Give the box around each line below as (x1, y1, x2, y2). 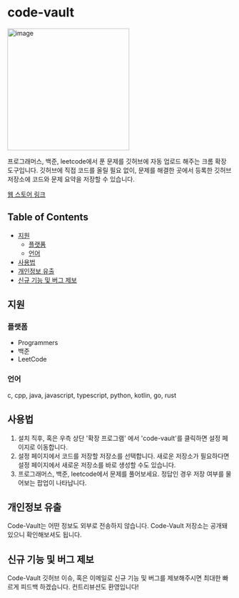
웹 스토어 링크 (7, 190, 46, 199)
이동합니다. (36, 442, 68, 451)
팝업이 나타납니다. (36, 478, 87, 487)
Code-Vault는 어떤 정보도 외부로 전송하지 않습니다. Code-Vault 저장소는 (7, 522, 209, 530)
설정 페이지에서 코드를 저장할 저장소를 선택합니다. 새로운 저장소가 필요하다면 (17, 452, 230, 460)
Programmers (17, 339, 59, 347)
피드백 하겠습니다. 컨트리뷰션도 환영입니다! (20, 583, 139, 592)
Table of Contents (7, 211, 89, 224)
